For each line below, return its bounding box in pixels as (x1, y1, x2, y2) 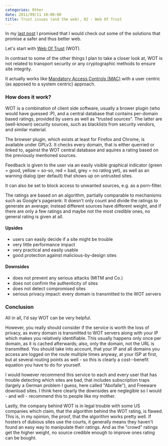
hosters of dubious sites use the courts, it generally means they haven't (5, 419, 153, 425)
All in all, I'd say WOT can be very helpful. (5, 315, 91, 321)
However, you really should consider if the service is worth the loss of (5, 325, 149, 331)
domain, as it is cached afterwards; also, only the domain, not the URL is (5, 340, 154, 347)
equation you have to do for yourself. (5, 362, 82, 368)
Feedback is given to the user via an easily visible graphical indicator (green (5, 162, 162, 168)
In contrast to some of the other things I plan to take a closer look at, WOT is (5, 55, 163, 61)
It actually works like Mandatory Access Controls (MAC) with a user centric (5, 76, 160, 82)
